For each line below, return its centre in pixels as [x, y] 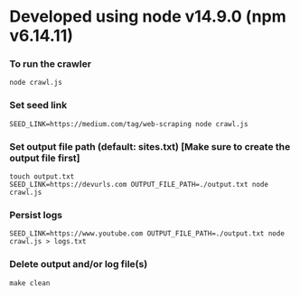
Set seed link [38, 106]
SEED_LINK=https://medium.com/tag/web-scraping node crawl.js [129, 124]
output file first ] [45, 158]
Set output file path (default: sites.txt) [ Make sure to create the [150, 146]
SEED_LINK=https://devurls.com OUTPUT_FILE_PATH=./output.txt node [139, 185]
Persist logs [36, 215]
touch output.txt [42, 177]
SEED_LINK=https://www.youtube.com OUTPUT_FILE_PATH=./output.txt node [147, 234]
